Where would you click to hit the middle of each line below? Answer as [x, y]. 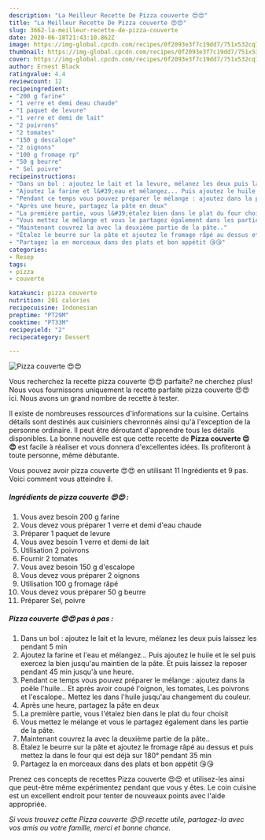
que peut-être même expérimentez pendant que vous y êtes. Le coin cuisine [132, 787]
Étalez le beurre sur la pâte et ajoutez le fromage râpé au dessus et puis [137, 747]
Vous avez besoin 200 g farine [70, 517]
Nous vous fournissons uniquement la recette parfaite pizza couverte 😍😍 [129, 390]
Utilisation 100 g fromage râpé [69, 584]
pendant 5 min [44, 647]
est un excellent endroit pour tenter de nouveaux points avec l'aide [117, 796]
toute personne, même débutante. [64, 455]
